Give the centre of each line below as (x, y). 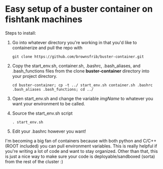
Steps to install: (21, 33)
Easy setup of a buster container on (79, 9)
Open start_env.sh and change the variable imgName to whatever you (82, 98)
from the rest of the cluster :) (34, 161)
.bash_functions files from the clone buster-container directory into (81, 71)
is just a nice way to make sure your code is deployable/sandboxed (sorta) (80, 156)
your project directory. (35, 76)
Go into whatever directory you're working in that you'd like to (74, 42)
